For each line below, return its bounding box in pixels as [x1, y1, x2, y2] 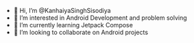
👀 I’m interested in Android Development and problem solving [13, 14, 187, 22]
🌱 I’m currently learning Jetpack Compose [13, 21, 134, 29]
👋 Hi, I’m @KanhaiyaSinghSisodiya [13, 7, 111, 14]
